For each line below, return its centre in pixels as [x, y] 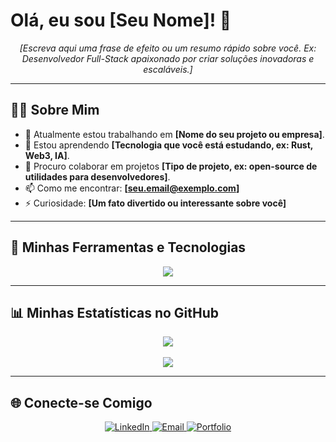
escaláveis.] [168, 69]
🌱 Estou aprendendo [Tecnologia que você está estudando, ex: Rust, [169, 145]
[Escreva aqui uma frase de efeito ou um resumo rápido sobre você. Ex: [168, 48]
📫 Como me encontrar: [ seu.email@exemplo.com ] [132, 188]
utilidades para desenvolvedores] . [97, 176]
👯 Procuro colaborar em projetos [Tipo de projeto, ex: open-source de [171, 166]
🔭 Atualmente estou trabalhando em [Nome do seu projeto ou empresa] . [174, 134]
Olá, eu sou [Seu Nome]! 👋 [121, 20]
